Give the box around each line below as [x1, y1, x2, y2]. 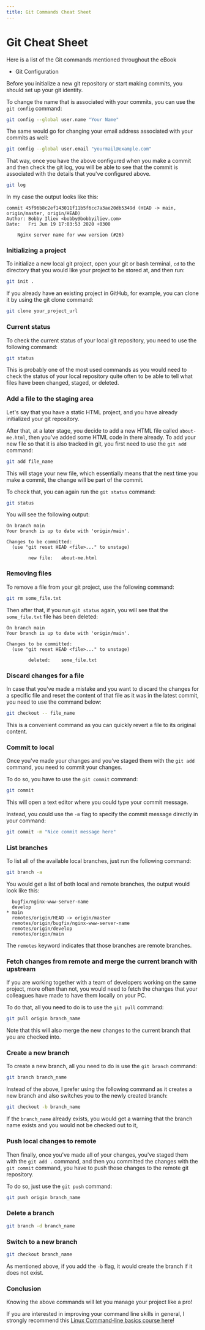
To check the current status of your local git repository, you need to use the [6, 336, 197, 344]
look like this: [6, 887, 40, 894]
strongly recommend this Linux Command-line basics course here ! [6, 1316, 174, 1324]
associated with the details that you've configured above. [6, 170, 151, 178]
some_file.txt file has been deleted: [6, 613, 99, 620]
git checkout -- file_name [6, 710, 75, 716]
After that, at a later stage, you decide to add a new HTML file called [6, 427, 179, 434]
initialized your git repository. [6, 415, 80, 422]
